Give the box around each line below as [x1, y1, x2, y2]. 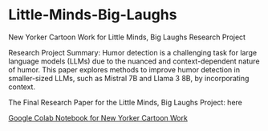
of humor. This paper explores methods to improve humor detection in [8, 64, 241, 74]
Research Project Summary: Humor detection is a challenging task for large [8, 47, 258, 57]
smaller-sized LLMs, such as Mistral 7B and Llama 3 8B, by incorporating [8, 73, 250, 83]
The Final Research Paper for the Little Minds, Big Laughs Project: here [8, 97, 243, 107]
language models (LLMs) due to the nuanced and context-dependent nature [8, 56, 260, 66]
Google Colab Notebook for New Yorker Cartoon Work [8, 113, 189, 122]
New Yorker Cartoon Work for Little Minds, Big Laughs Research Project [8, 32, 246, 42]
